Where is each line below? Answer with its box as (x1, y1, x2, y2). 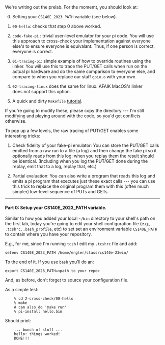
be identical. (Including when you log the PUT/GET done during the (12, 158, 148, 164)
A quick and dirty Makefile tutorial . (12, 98, 82, 104)
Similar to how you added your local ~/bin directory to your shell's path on (5, 215, 156, 221)
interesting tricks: (5, 133, 41, 138)
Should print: (5, 318, 31, 324)
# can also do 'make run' (14, 305, 67, 310)
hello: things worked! (14, 332, 60, 337)
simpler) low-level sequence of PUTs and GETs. (12, 189, 109, 194)
